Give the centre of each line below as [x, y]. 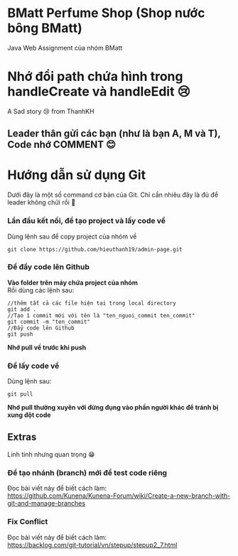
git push [20, 334]
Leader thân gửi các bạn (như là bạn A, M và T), [114, 134]
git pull [20, 394]
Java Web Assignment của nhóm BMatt [65, 48]
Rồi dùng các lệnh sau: [41, 290]
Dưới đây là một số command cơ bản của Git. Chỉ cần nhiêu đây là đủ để [113, 195]
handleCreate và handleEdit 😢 [99, 92]
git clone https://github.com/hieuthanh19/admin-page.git [95, 249]
